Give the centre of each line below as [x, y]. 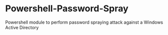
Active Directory [22, 27]
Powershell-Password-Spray [67, 9]
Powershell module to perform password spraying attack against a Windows [84, 22]
